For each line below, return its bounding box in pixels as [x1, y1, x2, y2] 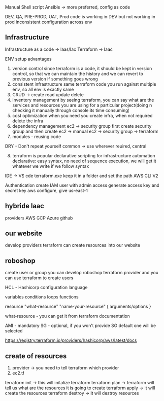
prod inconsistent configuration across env [5, 19, 93, 25]
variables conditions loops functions [5, 294, 79, 300]
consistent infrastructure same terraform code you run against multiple [12, 81, 157, 87]
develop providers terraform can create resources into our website [5, 242, 140, 248]
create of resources [5, 352, 67, 360]
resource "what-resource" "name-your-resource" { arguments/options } [5, 303, 151, 310]
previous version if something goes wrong [12, 76, 98, 82]
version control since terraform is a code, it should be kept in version [12, 65, 152, 71]
